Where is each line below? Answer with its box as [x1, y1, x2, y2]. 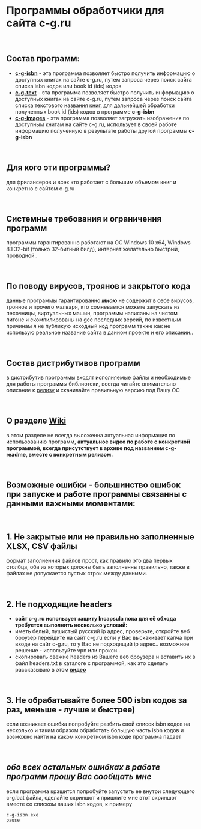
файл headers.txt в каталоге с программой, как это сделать [14, 660, 169, 667]
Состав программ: [6, 53, 80, 64]
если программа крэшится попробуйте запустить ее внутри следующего [6, 788, 195, 795]
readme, [6, 451, 28, 458]
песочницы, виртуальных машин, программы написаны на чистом [6, 310, 178, 317]
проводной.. [6, 252, 38, 259]
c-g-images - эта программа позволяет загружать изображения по [14, 114, 190, 121]
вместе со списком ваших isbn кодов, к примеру [6, 800, 133, 807]
